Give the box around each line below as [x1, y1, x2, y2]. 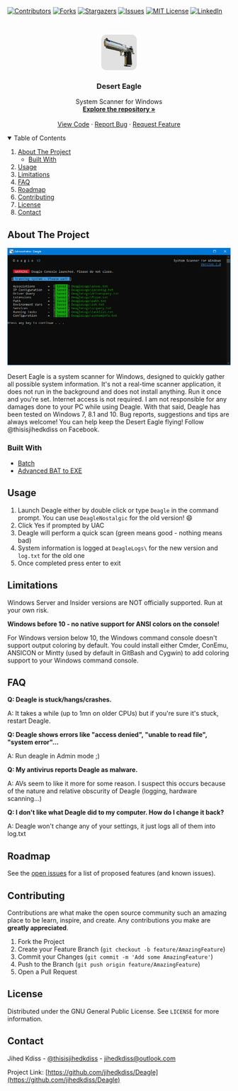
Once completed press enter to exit [17, 559, 121, 567]
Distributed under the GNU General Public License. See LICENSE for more [7, 1006, 220, 1016]
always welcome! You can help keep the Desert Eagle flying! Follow [7, 417, 204, 426]
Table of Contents [13, 134, 66, 142]
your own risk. [7, 606, 50, 614]
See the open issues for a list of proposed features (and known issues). [7, 869, 216, 878]
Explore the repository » [82, 105, 156, 114]
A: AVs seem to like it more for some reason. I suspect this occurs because [7, 779, 226, 788]
